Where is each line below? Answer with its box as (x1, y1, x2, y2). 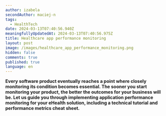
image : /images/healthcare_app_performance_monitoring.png (5, 45, 134, 50)
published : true (5, 60, 40, 65)
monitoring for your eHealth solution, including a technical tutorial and (5, 100, 158, 106)
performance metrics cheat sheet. (5, 105, 80, 111)
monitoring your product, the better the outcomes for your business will (5, 89, 161, 95)
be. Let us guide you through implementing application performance (5, 95, 153, 101)
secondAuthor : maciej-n (5, 12, 56, 17)
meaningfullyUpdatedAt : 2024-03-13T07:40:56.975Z (5, 31, 113, 36)
